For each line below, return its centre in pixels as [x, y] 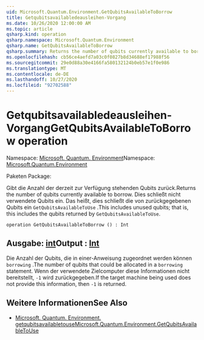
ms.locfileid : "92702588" [39, 86]
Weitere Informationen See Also [67, 303]
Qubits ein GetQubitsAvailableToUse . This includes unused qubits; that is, [97, 207]
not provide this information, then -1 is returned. [66, 284]
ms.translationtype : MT [36, 68]
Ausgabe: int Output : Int [53, 243]
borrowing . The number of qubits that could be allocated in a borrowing [95, 264]
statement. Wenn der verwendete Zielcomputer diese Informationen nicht [98, 271]
